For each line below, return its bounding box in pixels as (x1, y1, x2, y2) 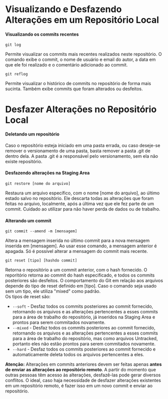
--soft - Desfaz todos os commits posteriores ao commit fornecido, (12, 303, 153, 309)
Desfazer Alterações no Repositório (5, 103, 157, 115)
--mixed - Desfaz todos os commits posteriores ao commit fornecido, (12, 325, 155, 331)
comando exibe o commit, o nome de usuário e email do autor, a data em (5, 56, 156, 62)
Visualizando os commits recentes (5, 31, 79, 37)
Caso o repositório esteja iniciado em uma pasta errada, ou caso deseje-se (5, 142, 160, 148)
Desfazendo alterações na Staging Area (5, 170, 90, 176)
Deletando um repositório (5, 131, 60, 137)
